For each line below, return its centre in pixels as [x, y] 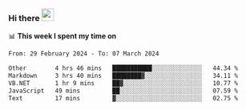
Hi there [24, 18]
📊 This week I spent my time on [63, 36]
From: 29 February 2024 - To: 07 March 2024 [84, 54]
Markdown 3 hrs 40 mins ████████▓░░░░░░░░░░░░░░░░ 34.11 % [123, 76]
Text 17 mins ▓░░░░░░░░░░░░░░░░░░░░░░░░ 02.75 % [123, 98]
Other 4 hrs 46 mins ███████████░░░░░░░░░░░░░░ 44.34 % [123, 68]
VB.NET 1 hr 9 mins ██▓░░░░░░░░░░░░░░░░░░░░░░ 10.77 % [123, 83]
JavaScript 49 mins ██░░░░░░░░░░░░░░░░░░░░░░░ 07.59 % [123, 91]
